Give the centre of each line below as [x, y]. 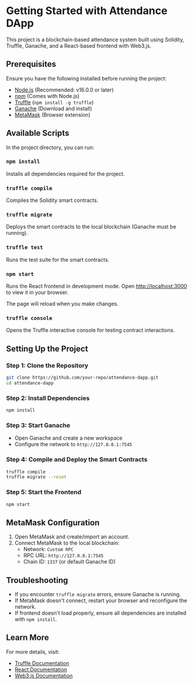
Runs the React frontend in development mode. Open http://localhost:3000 [97, 286]
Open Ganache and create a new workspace [68, 438]
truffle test [25, 247]
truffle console [29, 318]
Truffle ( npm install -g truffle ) [54, 102]
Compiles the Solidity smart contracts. [52, 200]
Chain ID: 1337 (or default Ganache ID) [70, 562]
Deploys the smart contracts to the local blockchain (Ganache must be [91, 227]
